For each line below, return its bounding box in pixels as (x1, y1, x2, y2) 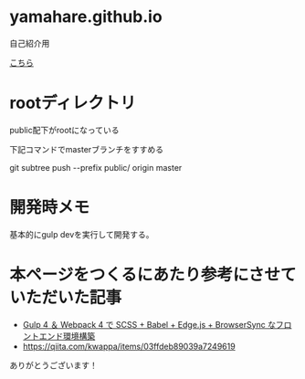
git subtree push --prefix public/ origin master (9, 162, 183, 173)
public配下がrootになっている (9, 124, 120, 135)
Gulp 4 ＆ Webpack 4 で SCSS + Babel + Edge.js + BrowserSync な (22, 319, 277, 330)
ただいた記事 (26, 288, 122, 308)
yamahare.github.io (9, 6, 163, 27)
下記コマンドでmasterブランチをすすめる (9, 143, 164, 154)
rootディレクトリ (9, 93, 137, 113)
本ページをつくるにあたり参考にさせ (9, 265, 281, 285)
